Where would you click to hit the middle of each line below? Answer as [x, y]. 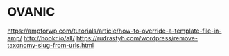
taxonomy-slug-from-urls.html [51, 45]
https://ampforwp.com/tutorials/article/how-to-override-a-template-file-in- [114, 31]
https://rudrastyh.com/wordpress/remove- [137, 38]
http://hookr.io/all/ [49, 38]
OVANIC [31, 12]
